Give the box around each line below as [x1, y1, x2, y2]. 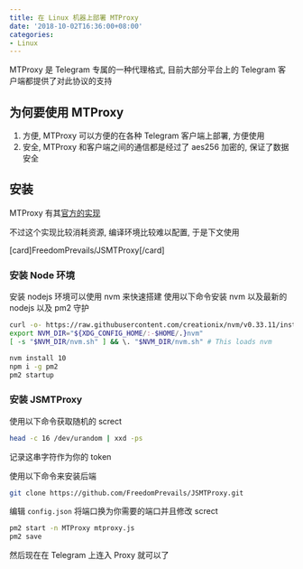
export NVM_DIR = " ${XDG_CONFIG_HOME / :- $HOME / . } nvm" [9, 329, 204, 339]
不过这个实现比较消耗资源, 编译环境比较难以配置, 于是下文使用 [9, 227, 240, 238]
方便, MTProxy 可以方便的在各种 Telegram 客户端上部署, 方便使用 [22, 130, 265, 141]
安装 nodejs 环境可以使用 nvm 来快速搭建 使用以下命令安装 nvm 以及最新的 [9, 291, 288, 303]
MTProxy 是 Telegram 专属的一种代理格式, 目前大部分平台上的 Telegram [9, 64, 277, 75]
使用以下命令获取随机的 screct [9, 415, 123, 426]
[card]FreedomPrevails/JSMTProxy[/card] [9, 245, 165, 256]
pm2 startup [9, 370, 54, 379]
